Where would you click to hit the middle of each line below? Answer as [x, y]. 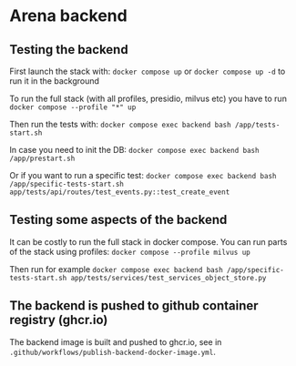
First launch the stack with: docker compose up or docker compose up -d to [148, 71]
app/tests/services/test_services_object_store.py [168, 278]
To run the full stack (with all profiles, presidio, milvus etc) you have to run [148, 98]
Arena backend [68, 16]
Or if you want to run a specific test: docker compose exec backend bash [143, 175]
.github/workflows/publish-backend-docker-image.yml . [112, 351]
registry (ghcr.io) [59, 320]
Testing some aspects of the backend [118, 220]
